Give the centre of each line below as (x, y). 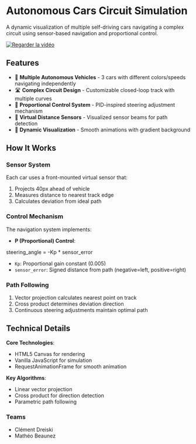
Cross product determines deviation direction (69, 304)
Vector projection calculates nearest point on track (75, 298)
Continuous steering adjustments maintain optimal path (81, 310)
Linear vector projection (43, 389)
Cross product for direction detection (59, 395)
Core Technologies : (30, 343)
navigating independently (45, 83)
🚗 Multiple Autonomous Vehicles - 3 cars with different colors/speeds (100, 77)
